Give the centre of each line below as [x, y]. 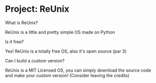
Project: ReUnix [37, 9]
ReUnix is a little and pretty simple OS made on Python [60, 32]
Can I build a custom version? [35, 60]
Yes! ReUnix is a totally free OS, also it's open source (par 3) [66, 51]
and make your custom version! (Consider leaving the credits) [67, 75]
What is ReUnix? [22, 23]
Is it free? [14, 41]
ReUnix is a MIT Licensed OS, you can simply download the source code [78, 70]
